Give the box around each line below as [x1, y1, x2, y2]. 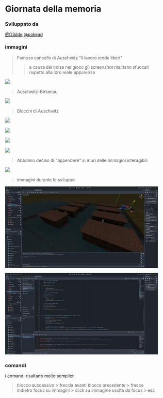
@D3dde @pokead [5, 31, 43, 37]
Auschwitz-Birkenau [16, 89, 58, 94]
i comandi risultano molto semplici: [5, 373, 75, 379]
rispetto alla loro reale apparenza [29, 69, 96, 75]
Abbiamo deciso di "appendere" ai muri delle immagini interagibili [16, 157, 148, 163]
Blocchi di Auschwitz [16, 108, 59, 114]
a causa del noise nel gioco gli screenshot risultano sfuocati [29, 64, 149, 70]
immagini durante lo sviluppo [16, 177, 75, 183]
